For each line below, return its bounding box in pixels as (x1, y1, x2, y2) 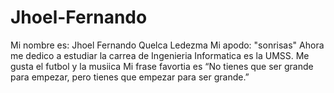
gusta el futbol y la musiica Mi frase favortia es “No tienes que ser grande (10, 60, 314, 72)
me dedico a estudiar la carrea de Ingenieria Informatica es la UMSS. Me (10, 49, 310, 61)
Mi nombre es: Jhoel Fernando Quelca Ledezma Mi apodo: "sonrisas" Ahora (10, 39, 325, 51)
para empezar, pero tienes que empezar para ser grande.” (10, 71, 250, 83)
